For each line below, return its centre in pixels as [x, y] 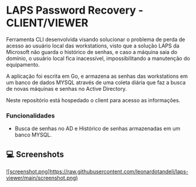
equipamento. [23, 64]
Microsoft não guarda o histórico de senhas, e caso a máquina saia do [92, 52]
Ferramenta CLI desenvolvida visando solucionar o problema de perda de [96, 39]
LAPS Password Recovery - [75, 10]
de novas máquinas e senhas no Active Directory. [67, 88]
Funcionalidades [30, 115]
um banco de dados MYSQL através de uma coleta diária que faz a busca [96, 82]
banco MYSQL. [33, 135]
